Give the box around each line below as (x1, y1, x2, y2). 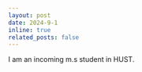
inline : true (8, 26, 51, 34)
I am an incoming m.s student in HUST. (8, 55, 135, 64)
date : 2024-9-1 (8, 19, 58, 27)
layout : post (8, 11, 51, 20)
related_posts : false (8, 33, 80, 41)
